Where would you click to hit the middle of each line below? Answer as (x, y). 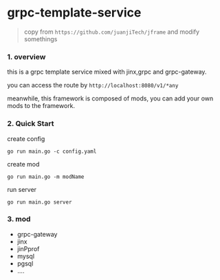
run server (22, 189)
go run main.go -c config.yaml (52, 151)
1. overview (26, 56)
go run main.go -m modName (46, 177)
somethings (41, 39)
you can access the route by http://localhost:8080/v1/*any (93, 85)
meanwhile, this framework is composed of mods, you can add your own (110, 98)
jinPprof (28, 248)
